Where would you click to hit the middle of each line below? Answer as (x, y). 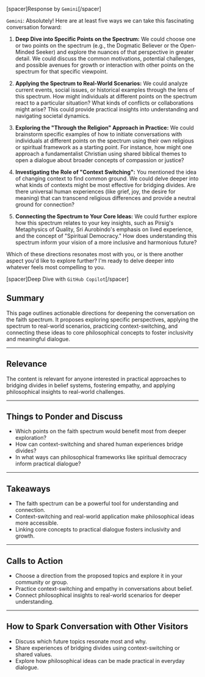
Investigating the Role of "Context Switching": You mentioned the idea (106, 172)
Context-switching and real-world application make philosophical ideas (105, 517)
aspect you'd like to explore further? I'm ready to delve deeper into (90, 261)
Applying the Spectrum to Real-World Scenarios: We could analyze (101, 83)
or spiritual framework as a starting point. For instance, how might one (103, 147)
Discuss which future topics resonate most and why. (81, 641)
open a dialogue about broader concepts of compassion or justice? (99, 160)
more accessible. (37, 523)
